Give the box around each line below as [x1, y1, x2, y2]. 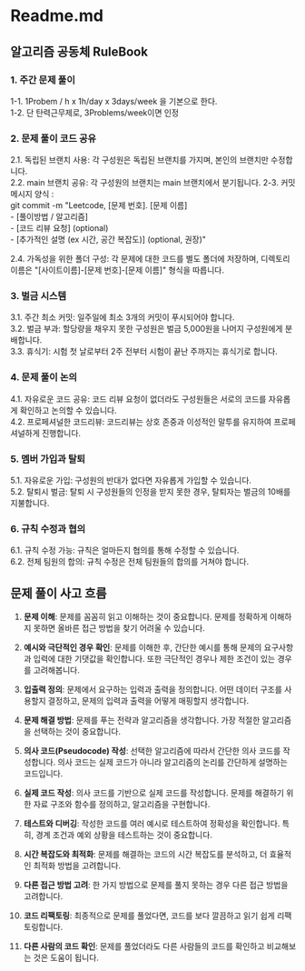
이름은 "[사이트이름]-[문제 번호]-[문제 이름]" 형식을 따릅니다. [10, 265, 225, 275]
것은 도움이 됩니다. [33, 952, 99, 964]
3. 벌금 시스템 [10, 290, 67, 303]
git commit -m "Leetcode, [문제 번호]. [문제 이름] [10, 200, 188, 211]
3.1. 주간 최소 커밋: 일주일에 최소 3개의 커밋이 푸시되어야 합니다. [10, 312, 235, 323]
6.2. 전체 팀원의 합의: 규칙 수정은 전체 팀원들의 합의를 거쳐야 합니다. [10, 556, 250, 567]
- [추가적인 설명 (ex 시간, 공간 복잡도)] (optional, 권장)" [10, 234, 207, 245]
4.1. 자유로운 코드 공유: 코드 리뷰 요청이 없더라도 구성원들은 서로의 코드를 [10, 393, 267, 405]
